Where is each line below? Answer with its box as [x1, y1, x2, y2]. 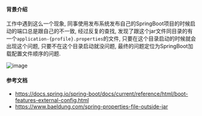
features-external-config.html [14, 97, 89, 104]
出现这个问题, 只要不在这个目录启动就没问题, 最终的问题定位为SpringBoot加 [6, 43, 194, 50]
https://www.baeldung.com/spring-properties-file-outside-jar [14, 103, 168, 111]
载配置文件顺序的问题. [6, 50, 62, 57]
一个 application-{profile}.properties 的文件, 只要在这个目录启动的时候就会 [6, 35, 197, 42]
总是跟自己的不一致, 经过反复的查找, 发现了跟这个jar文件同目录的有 [27, 28, 193, 35]
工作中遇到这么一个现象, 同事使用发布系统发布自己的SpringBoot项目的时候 [6, 20, 191, 27]
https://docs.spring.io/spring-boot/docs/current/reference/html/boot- [14, 90, 188, 97]
